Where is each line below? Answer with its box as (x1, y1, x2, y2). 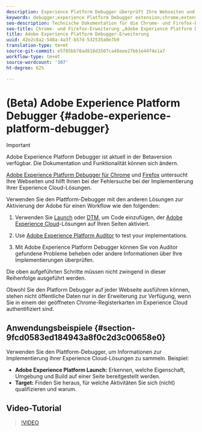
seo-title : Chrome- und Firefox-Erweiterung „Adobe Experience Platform (6, 25, 192, 32)
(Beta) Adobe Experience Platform (6, 96, 180, 110)
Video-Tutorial (6, 403, 62, 413)
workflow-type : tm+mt (6, 54, 61, 60)
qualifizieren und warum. (14, 386, 77, 393)
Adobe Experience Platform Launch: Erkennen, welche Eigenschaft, (14, 366, 185, 374)
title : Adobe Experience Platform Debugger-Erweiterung (6, 31, 149, 37)
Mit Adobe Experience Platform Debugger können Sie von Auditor (14, 243, 179, 251)
